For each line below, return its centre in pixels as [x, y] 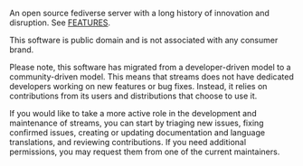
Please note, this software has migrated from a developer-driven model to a [150, 67]
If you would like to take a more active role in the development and [133, 113]
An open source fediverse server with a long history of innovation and [139, 13]
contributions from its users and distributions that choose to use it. [133, 96]
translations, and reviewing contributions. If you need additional [128, 142]
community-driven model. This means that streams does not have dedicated [151, 77]
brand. [22, 50]
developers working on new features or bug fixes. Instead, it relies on [138, 86]
